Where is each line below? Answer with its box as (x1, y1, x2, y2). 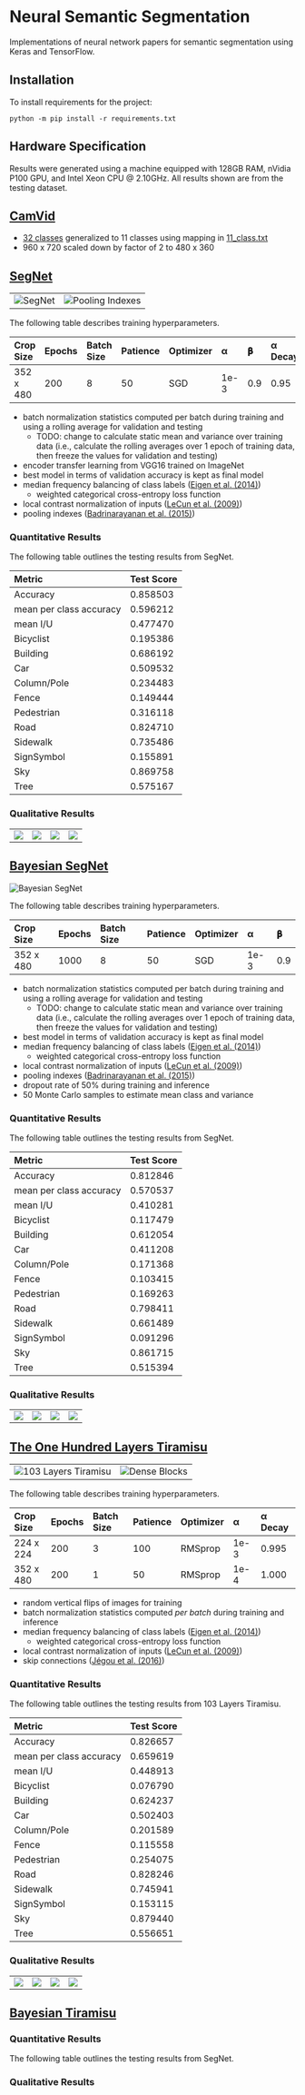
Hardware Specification (9, 139, 147, 154)
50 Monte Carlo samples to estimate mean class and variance (22, 1089, 254, 1100)
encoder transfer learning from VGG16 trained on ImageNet (22, 460, 245, 471)
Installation (9, 73, 74, 88)
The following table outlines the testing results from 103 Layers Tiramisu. (9, 1698, 281, 1709)
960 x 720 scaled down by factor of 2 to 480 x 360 (22, 242, 215, 253)
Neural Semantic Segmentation (9, 6, 251, 27)
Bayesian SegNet (9, 858, 109, 874)
